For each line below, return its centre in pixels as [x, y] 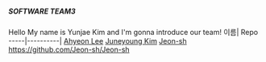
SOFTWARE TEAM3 [42, 11]
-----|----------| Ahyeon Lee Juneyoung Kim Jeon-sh [98, 41]
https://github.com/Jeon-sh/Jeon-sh [69, 49]
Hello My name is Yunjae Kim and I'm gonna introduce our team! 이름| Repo [133, 32]
